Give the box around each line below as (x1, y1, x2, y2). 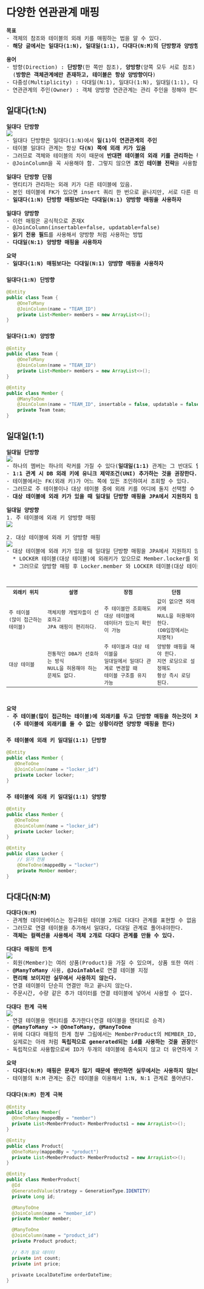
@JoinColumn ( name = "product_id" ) (12, 1232, 99, 1239)
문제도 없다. (47, 672, 76, 678)
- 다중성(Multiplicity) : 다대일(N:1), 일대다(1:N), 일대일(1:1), (6, 78, 190, 86)
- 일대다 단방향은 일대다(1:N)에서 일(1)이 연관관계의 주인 (6, 137, 157, 143)
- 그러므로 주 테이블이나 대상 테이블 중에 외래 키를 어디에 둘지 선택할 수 (6, 485, 195, 492)
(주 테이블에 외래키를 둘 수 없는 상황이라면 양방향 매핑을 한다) (12, 721, 175, 727)
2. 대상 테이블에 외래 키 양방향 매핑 (6, 534, 101, 541)
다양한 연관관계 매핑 (6, 5, 100, 19)
